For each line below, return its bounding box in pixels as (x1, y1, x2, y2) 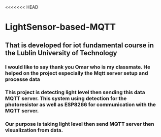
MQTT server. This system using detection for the (5, 95, 127, 102)
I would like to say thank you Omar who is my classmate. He (5, 64, 151, 70)
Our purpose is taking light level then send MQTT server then (5, 121, 154, 128)
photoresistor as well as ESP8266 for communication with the (5, 101, 156, 108)
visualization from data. (5, 127, 63, 134)
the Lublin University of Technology (5, 49, 117, 57)
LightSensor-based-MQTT (5, 22, 116, 33)
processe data (5, 76, 40, 83)
